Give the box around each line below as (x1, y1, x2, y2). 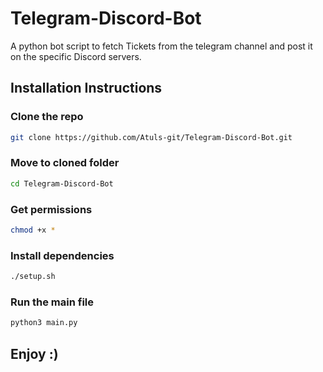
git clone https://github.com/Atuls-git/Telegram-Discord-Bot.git (10, 132, 293, 142)
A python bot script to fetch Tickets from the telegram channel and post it (10, 40, 313, 52)
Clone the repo (10, 110, 84, 124)
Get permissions (10, 202, 93, 216)
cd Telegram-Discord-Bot (10, 178, 114, 189)
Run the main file (10, 295, 95, 309)
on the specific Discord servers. (10, 50, 142, 62)
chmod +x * (10, 225, 56, 235)
